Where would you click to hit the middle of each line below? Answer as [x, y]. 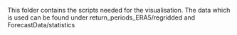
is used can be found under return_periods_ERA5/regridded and [101, 17]
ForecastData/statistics [41, 25]
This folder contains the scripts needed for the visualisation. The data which [119, 10]
